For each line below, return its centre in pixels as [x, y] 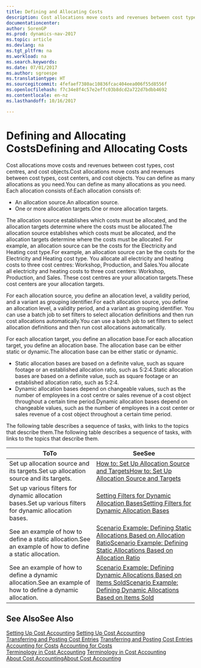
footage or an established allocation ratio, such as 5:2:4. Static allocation [104, 370]
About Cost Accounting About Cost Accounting [64, 658]
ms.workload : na [26, 56]
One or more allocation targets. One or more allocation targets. [91, 208]
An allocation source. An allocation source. [67, 202]
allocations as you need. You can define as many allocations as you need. [96, 184]
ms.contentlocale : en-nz [37, 95]
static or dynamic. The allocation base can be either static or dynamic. [92, 352]
